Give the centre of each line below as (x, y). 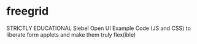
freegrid (28, 11)
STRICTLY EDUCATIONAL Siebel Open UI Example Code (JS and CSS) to (99, 28)
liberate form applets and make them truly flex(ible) (71, 34)
